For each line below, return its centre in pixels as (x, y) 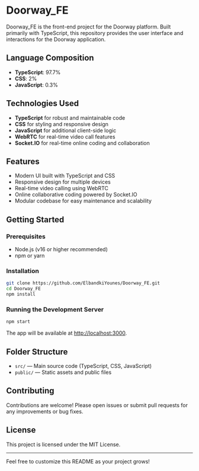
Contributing (30, 391)
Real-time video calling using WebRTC (61, 188)
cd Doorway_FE (24, 289)
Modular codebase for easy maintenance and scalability (83, 201)
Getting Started (35, 220)
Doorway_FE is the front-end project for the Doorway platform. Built (89, 27)
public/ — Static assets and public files (63, 372)
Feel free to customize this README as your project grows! (78, 461)
